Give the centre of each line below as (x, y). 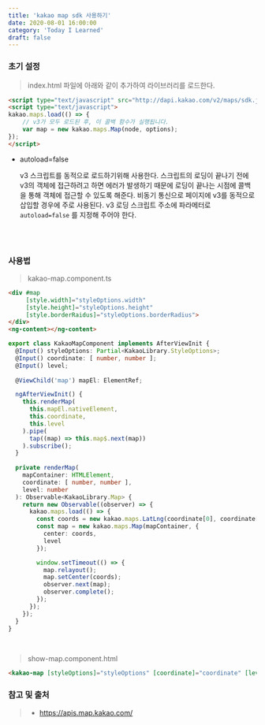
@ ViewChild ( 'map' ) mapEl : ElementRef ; (79, 380)
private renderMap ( (47, 468)
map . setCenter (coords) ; (82, 577)
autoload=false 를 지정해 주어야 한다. (78, 214)
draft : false (30, 37)
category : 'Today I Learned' (56, 30)
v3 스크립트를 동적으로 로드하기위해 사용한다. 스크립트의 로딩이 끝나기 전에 (134, 175)
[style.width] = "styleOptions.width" (86, 300)
